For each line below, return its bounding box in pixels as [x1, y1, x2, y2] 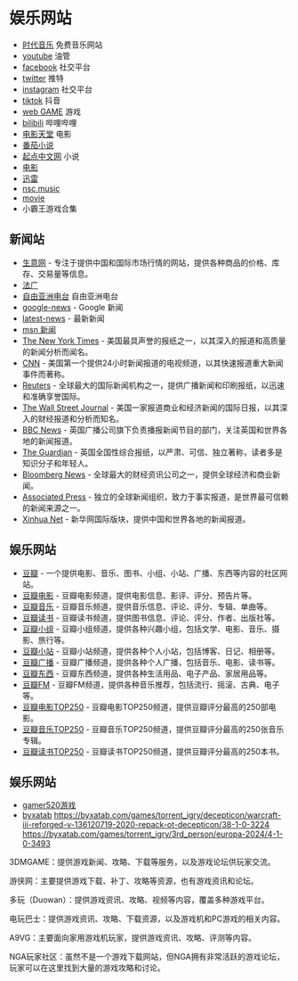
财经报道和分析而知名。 [37, 413, 125, 424]
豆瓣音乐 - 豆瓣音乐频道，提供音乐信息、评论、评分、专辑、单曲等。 [21, 601, 273, 612]
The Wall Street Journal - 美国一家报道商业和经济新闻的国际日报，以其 [21, 402, 280, 413]
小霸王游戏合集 [21, 202, 77, 214]
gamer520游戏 [21, 800, 77, 811]
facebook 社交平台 [21, 62, 91, 72]
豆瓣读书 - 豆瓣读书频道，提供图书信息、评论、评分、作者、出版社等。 [21, 612, 280, 622]
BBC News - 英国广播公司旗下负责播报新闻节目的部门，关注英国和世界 [21, 425, 280, 435]
